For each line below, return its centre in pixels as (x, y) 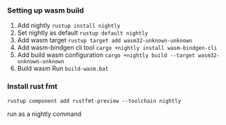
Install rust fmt (32, 87)
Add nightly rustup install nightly (69, 26)
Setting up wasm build (46, 10)
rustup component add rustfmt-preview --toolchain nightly (94, 101)
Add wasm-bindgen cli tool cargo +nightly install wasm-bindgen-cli (117, 48)
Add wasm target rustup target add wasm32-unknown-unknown (105, 40)
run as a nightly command (44, 114)
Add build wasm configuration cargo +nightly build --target (106, 55)
